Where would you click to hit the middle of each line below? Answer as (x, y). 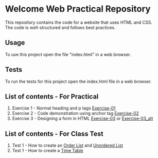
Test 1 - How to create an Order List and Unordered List (67, 145)
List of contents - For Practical (52, 96)
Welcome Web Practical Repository (78, 9)
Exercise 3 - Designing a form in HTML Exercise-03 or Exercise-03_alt (82, 118)
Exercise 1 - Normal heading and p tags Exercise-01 (64, 108)
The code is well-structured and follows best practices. (60, 27)
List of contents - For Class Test (54, 134)
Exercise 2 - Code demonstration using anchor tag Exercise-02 (75, 113)
